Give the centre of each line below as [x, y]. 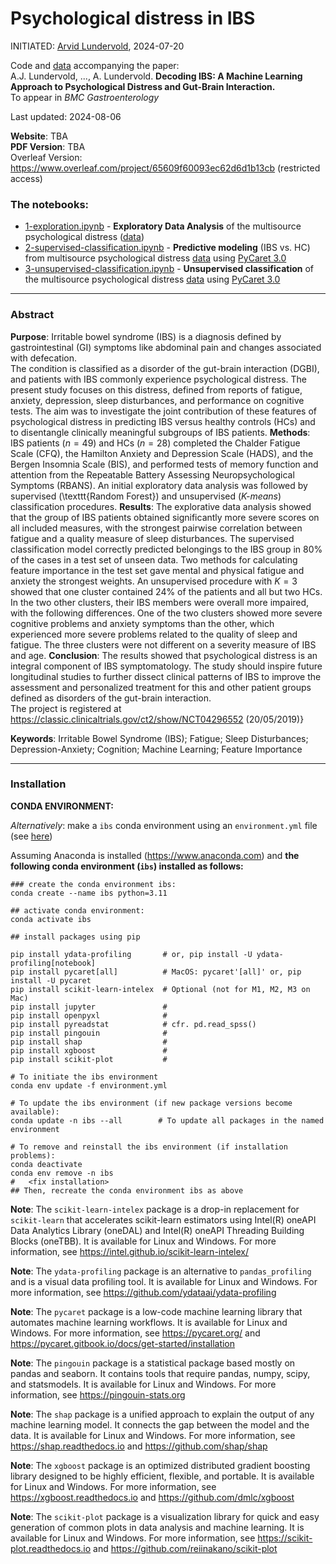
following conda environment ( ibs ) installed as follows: [127, 866]
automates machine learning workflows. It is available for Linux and [149, 1322]
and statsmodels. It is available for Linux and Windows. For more [143, 1384]
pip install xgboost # [89, 1050]
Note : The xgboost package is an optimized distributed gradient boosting [160, 1465]
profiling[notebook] [53, 963]
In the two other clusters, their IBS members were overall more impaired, [160, 602]
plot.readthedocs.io [51, 1548]
